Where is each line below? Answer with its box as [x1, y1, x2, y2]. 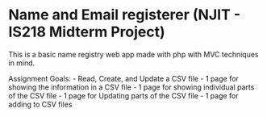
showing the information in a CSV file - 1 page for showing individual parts [8, 82, 255, 92]
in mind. [8, 58, 35, 68]
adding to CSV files [8, 99, 73, 109]
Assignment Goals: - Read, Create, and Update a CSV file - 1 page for [8, 73, 240, 83]
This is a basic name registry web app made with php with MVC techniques [8, 49, 259, 59]
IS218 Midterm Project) [8, 23, 165, 41]
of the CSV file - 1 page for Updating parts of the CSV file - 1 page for [8, 90, 240, 100]
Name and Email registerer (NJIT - [8, 6, 241, 24]
